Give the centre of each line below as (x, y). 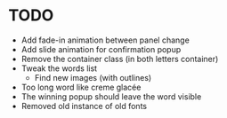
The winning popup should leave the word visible (111, 96)
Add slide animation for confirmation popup (101, 49)
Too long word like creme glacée (81, 87)
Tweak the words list (59, 68)
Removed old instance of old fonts (84, 106)
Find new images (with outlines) (93, 77)
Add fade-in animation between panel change (105, 40)
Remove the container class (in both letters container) (120, 59)
